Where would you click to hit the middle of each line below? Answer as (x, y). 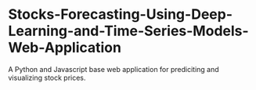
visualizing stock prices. (47, 77)
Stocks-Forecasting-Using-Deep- (121, 14)
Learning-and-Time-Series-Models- (128, 31)
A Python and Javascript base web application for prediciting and (114, 69)
